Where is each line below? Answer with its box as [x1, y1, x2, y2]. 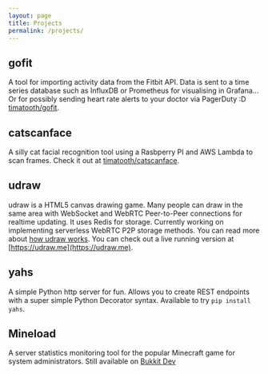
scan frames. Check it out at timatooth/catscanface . [8, 156, 180, 165]
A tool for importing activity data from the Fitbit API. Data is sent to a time [8, 78, 250, 87]
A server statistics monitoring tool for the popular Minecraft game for [8, 348, 236, 358]
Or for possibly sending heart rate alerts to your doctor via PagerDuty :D [8, 94, 246, 104]
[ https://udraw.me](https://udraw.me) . [8, 242, 134, 252]
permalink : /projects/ [8, 26, 84, 34]
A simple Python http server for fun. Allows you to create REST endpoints [8, 287, 250, 296]
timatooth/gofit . [8, 103, 60, 113]
